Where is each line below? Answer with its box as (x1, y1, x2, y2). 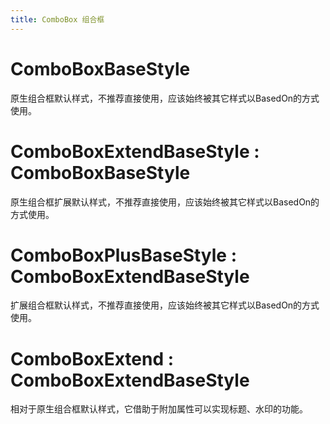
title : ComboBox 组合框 (10, 14, 105, 25)
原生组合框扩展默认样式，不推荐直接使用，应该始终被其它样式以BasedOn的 (10, 196, 320, 208)
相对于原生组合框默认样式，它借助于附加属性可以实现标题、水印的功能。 (10, 403, 308, 415)
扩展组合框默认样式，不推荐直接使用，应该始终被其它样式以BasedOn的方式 (10, 299, 320, 311)
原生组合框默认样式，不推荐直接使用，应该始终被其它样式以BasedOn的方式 (10, 92, 320, 104)
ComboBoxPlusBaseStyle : (10, 244, 238, 266)
